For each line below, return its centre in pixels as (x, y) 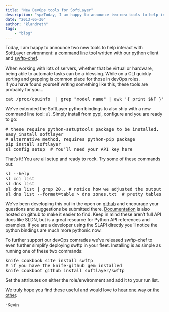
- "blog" (23, 33)
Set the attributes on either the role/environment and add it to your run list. (82, 280)
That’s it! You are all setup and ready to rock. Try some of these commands (83, 159)
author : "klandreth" (27, 24)
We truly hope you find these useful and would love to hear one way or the (82, 290)
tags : (11, 29)
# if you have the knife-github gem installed (64, 265)
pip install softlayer (33, 144)
